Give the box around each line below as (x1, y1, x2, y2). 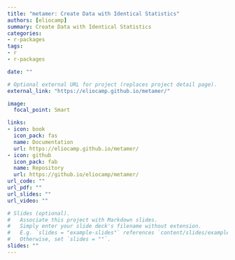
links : (7, 120, 27, 127)
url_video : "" (7, 197, 49, 204)
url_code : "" (7, 178, 45, 185)
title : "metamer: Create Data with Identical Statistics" (7, 10, 180, 17)
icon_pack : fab (13, 158, 58, 165)
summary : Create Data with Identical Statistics (7, 23, 152, 30)
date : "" (7, 68, 33, 75)
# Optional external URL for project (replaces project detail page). (7, 81, 218, 88)
